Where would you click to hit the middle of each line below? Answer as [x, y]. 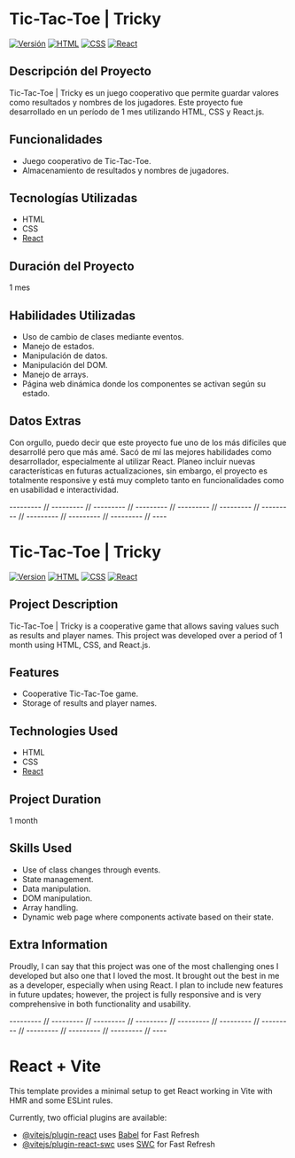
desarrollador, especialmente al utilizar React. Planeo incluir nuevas [132, 461]
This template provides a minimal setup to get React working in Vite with [141, 1091]
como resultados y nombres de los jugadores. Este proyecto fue [126, 102]
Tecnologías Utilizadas [74, 198]
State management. [58, 879]
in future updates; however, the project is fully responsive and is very [135, 994]
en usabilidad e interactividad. [64, 489]
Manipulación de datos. [65, 356]
